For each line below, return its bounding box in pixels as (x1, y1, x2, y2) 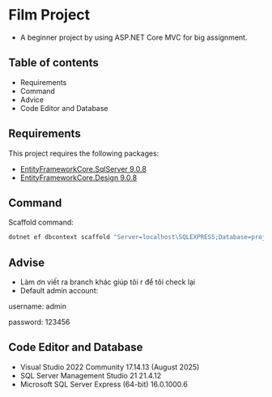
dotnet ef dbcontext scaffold (8, 233, 111, 241)
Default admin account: (19, 286, 99, 296)
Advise (8, 255, 45, 269)
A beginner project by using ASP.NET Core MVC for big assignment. (19, 32, 248, 42)
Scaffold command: (8, 217, 74, 228)
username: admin (8, 301, 67, 311)
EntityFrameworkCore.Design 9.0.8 (19, 173, 138, 182)
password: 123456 (8, 318, 70, 327)
